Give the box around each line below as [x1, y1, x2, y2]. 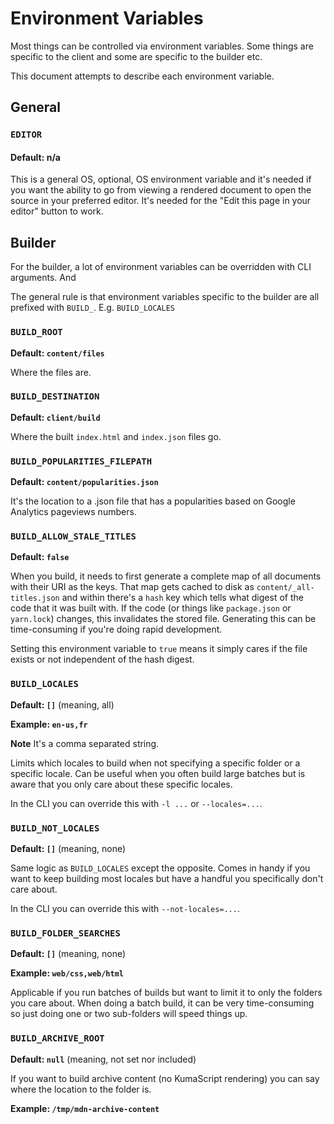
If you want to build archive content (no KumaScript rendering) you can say [10, 1072, 320, 1084]
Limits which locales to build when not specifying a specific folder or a [10, 757, 301, 769]
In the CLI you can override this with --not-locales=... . [10, 903, 240, 915]
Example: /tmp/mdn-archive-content [10, 1102, 160, 1114]
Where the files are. [10, 366, 92, 378]
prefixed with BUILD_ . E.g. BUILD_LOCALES [10, 302, 176, 314]
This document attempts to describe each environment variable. [10, 70, 275, 82]
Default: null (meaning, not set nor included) [10, 1053, 197, 1065]
